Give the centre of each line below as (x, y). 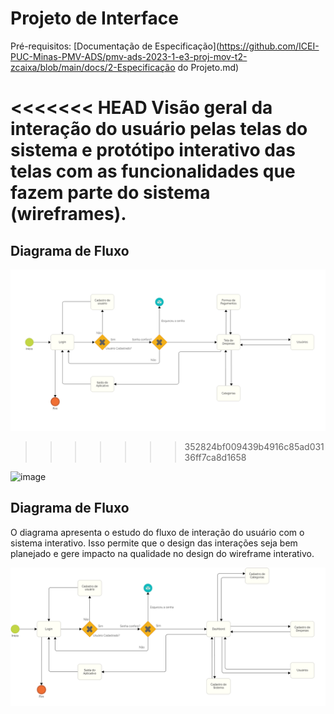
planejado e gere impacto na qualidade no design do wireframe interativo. (162, 553)
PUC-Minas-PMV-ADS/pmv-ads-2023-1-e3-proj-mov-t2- (129, 56)
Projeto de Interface (94, 18)
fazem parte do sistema (110, 193)
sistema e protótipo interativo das (153, 150)
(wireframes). (68, 214)
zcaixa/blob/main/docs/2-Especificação (93, 67)
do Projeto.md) (208, 67)
